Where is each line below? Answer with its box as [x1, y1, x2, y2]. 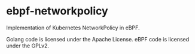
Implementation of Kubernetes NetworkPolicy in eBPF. [6, 24, 140, 31]
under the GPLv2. [6, 42, 50, 49]
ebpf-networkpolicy [6, 4, 109, 18]
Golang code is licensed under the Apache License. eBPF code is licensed [6, 35, 190, 43]
